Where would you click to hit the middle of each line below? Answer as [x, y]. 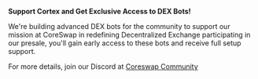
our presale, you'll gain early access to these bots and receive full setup [125, 43]
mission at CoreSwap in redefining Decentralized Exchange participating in [129, 35]
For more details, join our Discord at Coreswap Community [103, 66]
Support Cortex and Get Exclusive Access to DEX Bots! [100, 11]
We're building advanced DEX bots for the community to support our [119, 26]
